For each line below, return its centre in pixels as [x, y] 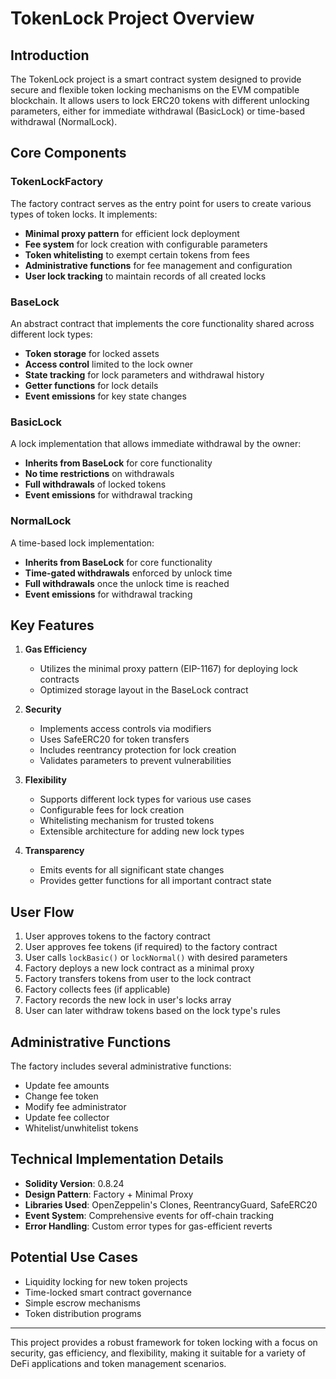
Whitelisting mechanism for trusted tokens [127, 821]
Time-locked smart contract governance [108, 1292]
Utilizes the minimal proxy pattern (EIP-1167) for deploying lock [168, 669]
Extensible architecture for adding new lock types [142, 831]
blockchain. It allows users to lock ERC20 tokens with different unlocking [160, 100]
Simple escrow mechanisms [82, 1303]
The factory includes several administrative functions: [121, 1066]
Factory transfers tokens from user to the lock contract [138, 979]
